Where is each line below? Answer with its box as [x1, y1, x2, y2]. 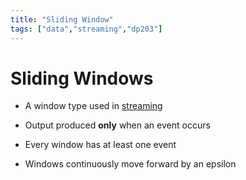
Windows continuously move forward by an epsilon [24, 158, 237, 170]
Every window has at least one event [24, 139, 177, 151]
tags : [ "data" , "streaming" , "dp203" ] [10, 24, 163, 34]
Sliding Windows [10, 67, 154, 90]
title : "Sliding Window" [10, 14, 114, 25]
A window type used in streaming [24, 100, 163, 112]
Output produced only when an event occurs [24, 119, 211, 131]
